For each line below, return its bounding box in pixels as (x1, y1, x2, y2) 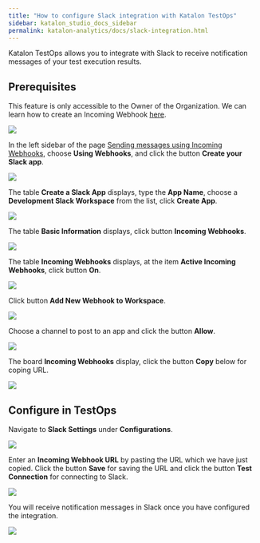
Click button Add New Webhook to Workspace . (8, 296, 166, 306)
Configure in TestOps (8, 403, 117, 417)
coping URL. (8, 365, 49, 375)
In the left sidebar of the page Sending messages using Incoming (8, 141, 223, 150)
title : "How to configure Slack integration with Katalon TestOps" (8, 11, 238, 20)
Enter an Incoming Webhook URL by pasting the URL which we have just (8, 455, 249, 464)
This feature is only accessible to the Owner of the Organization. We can (8, 101, 247, 111)
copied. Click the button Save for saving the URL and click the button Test (8, 464, 253, 473)
